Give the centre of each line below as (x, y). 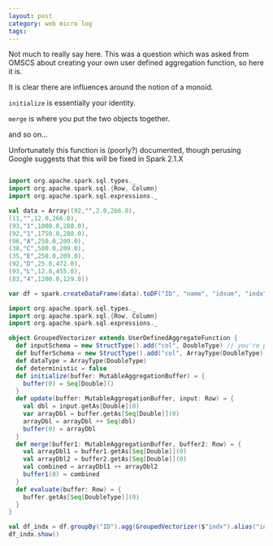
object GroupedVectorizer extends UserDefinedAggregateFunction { (123, 339)
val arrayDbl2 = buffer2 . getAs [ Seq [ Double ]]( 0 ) (105, 459)
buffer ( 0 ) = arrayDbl (59, 429)
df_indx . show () (34, 535)
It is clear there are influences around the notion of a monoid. (111, 87)
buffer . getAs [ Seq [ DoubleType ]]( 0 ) (81, 497)
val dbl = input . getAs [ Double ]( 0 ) (81, 406)
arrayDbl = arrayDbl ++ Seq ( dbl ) (80, 421)
